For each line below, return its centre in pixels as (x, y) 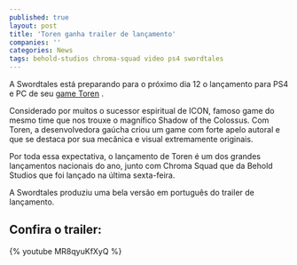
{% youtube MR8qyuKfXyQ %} (66, 251)
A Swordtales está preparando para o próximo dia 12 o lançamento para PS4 (149, 84)
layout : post (33, 26)
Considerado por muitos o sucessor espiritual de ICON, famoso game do (142, 111)
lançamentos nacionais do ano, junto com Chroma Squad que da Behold (141, 166)
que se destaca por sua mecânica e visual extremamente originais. (131, 139)
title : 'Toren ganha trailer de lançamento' (93, 34)
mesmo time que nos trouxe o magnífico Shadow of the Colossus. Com (139, 120)
